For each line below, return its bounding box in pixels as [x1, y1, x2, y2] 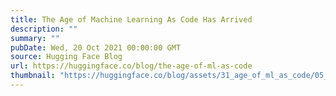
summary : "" [10, 33, 60, 43]
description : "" [10, 24, 78, 34]
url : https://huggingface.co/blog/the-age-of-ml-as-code [10, 61, 253, 71]
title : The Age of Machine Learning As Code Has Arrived [10, 14, 253, 25]
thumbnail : [10, 71, 56, 81]
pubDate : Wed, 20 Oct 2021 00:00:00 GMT [10, 42, 182, 53]
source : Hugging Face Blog [10, 52, 123, 62]
